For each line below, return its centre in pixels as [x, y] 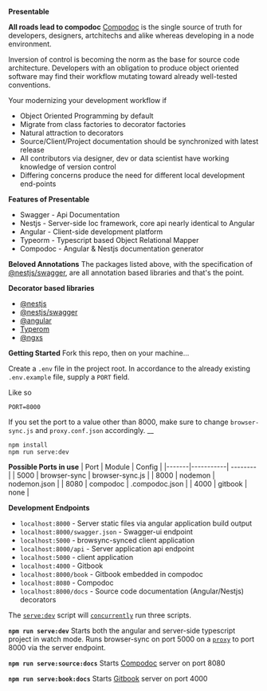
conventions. [29, 85]
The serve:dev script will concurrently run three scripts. [100, 615]
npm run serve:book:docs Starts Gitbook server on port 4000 [108, 679]
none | [19, 492]
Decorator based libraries [51, 288]
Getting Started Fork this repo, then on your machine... [99, 353]
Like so [20, 392]
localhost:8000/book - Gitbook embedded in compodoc [111, 574]
